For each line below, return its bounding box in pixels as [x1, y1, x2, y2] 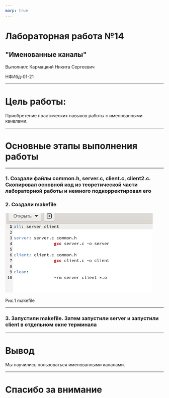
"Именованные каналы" [5, 50, 87, 59]
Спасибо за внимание [5, 384, 102, 395]
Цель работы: [5, 96, 66, 107]
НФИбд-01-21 [5, 73, 34, 79]
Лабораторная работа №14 [5, 30, 124, 42]
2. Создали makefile [5, 201, 57, 208]
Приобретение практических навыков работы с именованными [5, 112, 143, 118]
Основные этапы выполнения [5, 140, 138, 151]
